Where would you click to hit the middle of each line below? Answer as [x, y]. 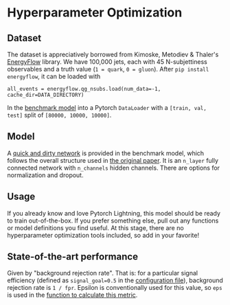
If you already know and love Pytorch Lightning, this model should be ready [114, 213]
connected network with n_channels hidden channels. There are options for [114, 168]
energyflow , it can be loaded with [54, 76]
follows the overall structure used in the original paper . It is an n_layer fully [113, 160]
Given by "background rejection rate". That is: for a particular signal [102, 273]
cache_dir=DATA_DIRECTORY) [46, 95]
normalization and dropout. [45, 175]
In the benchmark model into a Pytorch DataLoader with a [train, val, [107, 108]
